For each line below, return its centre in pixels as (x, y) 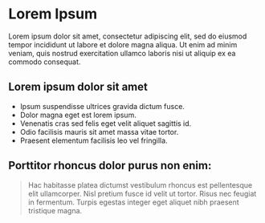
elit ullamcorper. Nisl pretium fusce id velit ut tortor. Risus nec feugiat (142, 193)
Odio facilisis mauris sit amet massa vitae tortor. (99, 132)
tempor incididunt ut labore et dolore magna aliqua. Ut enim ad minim (123, 44)
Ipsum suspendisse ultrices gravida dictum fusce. (102, 106)
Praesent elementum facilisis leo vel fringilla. (94, 140)
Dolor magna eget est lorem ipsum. (78, 115)
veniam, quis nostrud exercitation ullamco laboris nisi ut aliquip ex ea (122, 53)
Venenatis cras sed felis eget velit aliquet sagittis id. (106, 123)
